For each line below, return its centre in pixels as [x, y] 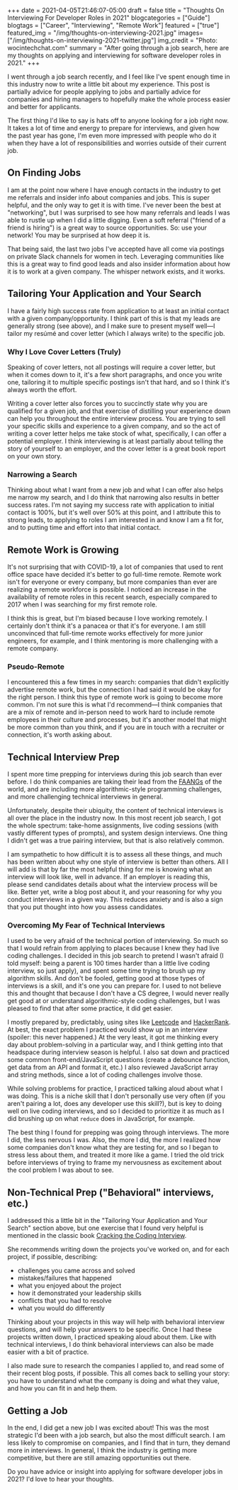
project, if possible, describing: [52, 1257]
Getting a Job [38, 1410]
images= [191, 33]
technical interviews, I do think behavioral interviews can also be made [110, 1345]
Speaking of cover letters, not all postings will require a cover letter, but [112, 367]
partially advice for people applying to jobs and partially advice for [104, 92]
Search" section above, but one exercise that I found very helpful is [106, 1228]
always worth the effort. [42, 390]
